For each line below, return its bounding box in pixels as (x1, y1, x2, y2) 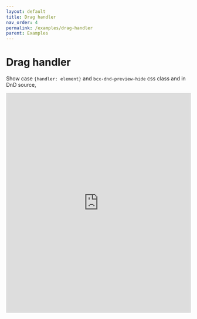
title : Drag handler (6, 14, 57, 20)
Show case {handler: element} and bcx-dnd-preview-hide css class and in (6, 75, 186, 82)
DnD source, (6, 82, 36, 89)
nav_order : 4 (6, 19, 38, 25)
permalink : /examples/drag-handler (6, 25, 93, 31)
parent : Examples (6, 30, 49, 36)
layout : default (6, 8, 46, 15)
